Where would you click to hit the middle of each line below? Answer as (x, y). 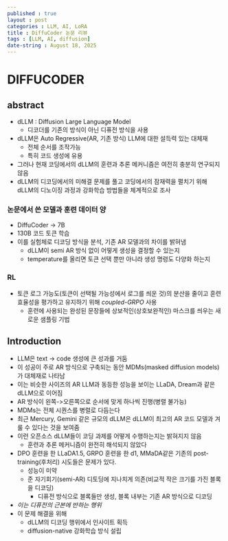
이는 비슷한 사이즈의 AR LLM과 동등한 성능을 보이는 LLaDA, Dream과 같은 (116, 385)
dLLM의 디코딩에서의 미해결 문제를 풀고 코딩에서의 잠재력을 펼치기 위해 (112, 181)
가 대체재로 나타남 (41, 376)
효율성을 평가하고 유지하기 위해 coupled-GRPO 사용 (87, 302)
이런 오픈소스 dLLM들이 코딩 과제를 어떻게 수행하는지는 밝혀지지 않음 (109, 436)
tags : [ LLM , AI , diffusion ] (49, 39)
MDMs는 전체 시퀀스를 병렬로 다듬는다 (68, 410)
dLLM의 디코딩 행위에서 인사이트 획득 (78, 522)
